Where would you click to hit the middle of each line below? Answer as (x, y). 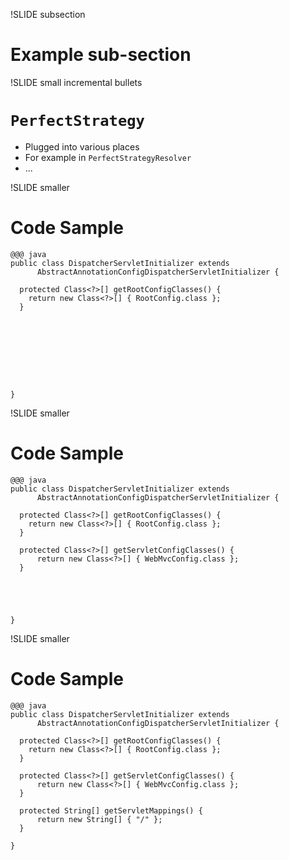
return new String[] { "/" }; (99, 819)
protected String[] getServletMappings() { (111, 810)
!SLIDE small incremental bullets (76, 82)
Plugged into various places (82, 146)
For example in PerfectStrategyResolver (108, 157)
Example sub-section (101, 55)
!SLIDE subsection (48, 14)
